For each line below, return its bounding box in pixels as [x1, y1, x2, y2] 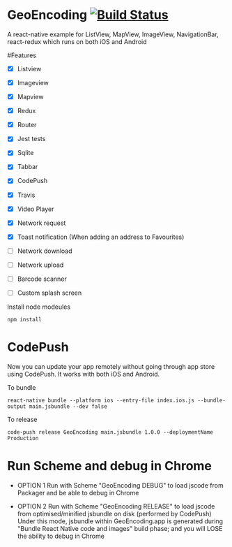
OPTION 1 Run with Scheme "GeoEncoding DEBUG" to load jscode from [17, 481, 224, 489]
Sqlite [17, 149, 34, 157]
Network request [17, 219, 66, 227]
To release [7, 415, 38, 423]
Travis [17, 191, 36, 199]
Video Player [17, 205, 54, 213]
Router [17, 121, 37, 129]
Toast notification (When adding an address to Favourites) [17, 233, 185, 241]
